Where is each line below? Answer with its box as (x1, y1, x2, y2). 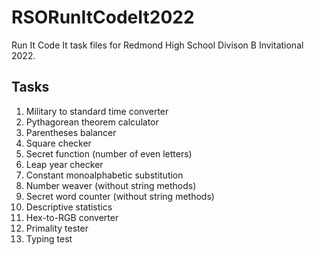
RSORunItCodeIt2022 (11, 6, 195, 29)
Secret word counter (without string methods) (25, 190, 215, 202)
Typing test (25, 232, 73, 245)
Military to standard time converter (25, 105, 169, 117)
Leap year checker (25, 158, 104, 170)
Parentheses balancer (25, 126, 117, 138)
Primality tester (25, 222, 89, 234)
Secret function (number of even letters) (25, 147, 193, 160)
